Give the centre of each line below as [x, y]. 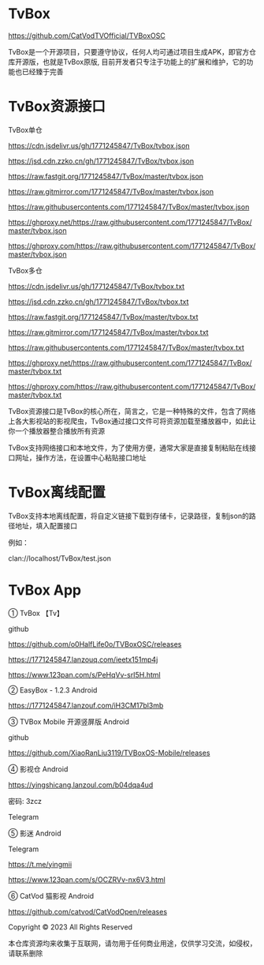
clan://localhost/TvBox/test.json [60, 558]
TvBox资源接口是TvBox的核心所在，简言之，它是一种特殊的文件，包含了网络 [132, 411]
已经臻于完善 [43, 71]
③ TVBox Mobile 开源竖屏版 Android [69, 721]
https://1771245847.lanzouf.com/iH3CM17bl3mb [86, 705]
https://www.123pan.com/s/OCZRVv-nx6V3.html [87, 879]
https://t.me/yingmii [40, 864]
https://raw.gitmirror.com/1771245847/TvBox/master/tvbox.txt [108, 332]
